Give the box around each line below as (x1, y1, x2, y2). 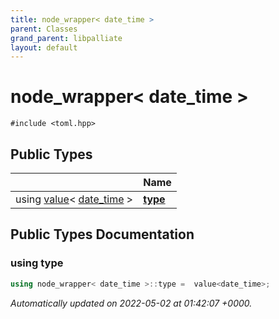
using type (10, 256, 64, 270)
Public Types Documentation (10, 226, 195, 243)
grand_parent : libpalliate (10, 33, 123, 43)
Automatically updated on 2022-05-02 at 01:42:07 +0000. (10, 297, 253, 309)
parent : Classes (10, 24, 78, 34)
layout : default (10, 42, 78, 53)
